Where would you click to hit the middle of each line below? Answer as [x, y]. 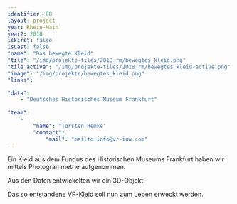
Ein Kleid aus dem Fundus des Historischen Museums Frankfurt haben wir [116, 159]
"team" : [19, 113]
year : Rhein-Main [33, 27]
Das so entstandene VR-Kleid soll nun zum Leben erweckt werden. [106, 194]
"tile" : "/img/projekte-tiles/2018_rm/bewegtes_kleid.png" [97, 60]
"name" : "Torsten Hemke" [70, 126]
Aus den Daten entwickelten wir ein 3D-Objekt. [77, 181]
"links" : [20, 80]
